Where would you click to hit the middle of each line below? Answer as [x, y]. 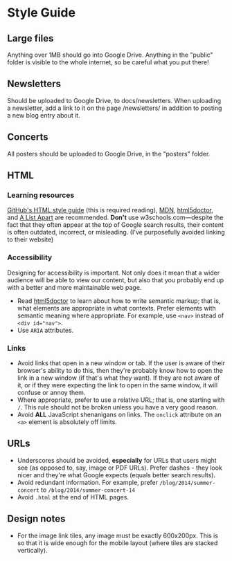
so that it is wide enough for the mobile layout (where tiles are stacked [117, 543]
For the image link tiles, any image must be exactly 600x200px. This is [117, 535]
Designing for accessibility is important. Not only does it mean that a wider [114, 273]
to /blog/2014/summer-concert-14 [88, 490]
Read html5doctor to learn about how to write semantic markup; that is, [119, 301]
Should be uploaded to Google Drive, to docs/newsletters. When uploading [114, 100]
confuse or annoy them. [51, 392]
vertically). [32, 550]
